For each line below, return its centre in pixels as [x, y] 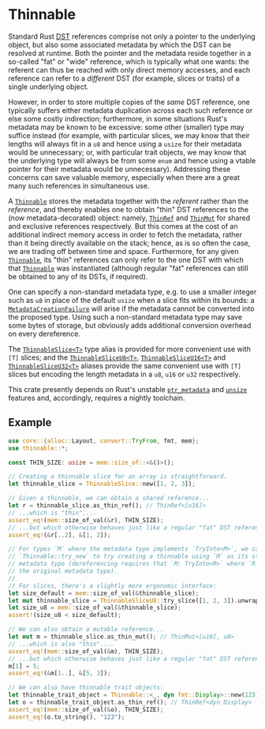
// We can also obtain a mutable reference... [86, 630]
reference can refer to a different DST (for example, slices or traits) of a [124, 78]
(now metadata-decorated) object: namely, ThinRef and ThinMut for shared [129, 218]
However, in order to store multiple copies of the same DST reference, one [129, 102]
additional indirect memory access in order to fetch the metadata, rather [125, 234]
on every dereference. [45, 334]
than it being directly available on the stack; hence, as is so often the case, [129, 243]
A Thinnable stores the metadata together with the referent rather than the [129, 201]
